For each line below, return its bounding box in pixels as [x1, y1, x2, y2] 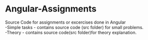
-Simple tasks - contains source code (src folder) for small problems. [5, 24, 144, 30]
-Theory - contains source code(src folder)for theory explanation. [5, 29, 137, 35]
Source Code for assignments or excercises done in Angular [5, 19, 126, 25]
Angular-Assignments [5, 3, 96, 14]
